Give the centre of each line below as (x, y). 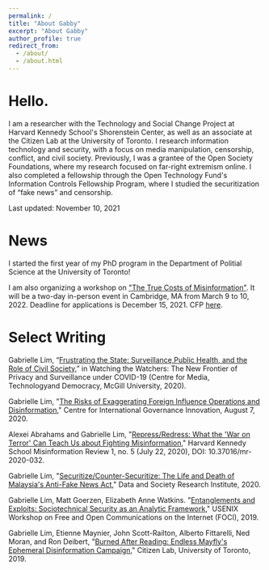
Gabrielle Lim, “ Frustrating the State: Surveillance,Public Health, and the (128, 359)
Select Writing (57, 337)
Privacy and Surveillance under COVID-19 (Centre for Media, (109, 376)
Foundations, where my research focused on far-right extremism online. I (130, 166)
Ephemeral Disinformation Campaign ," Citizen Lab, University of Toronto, (130, 550)
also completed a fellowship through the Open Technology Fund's (118, 175)
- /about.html (39, 62)
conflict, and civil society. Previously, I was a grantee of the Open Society (130, 158)
